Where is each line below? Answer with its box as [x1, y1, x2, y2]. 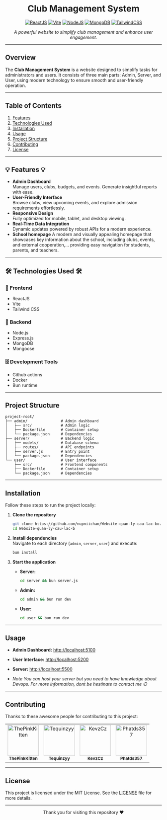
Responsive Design [12, 210, 54, 216]
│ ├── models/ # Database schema [5, 440, 99, 445]
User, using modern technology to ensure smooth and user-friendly [5, 77, 144, 83]
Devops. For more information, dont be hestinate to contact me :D [12, 681, 148, 687]
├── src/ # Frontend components [14, 462, 108, 467]
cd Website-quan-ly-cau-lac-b [12, 526, 76, 531]
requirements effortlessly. [12, 205, 66, 211]
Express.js [12, 335, 34, 341]
